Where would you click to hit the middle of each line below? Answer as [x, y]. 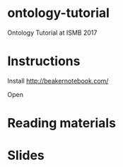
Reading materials [62, 123]
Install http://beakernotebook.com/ [58, 81]
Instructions [44, 61]
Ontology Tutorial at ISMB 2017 [52, 33]
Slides [26, 155]
